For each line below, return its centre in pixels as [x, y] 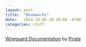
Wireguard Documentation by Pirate [43, 39]
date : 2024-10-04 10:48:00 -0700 [43, 19]
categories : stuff [25, 24]
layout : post [19, 10]
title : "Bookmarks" [27, 15]
